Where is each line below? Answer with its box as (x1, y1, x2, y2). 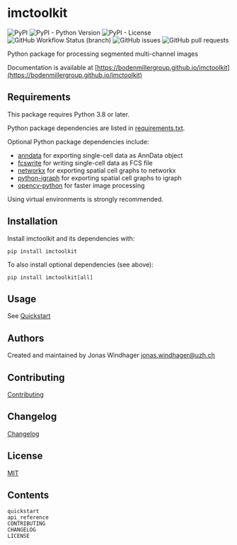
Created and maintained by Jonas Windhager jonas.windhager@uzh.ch (7, 351, 216, 360)
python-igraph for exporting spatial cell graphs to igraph (17, 173, 182, 182)
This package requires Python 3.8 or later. (7, 110, 129, 118)
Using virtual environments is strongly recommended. (7, 194, 164, 203)
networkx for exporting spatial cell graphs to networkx (17, 166, 176, 175)
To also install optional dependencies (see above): (7, 260, 154, 269)
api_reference (7, 514, 50, 521)
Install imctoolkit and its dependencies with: (7, 234, 135, 242)
